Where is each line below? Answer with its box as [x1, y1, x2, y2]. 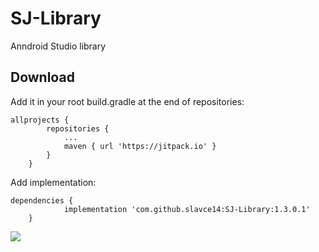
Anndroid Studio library [10, 40, 107, 52]
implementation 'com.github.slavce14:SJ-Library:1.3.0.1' [63, 204, 311, 214]
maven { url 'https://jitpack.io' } [63, 141, 217, 151]
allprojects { [10, 115, 70, 125]
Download [10, 69, 75, 86]
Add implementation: [10, 176, 97, 188]
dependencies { [10, 195, 74, 206]
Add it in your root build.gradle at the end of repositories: [10, 95, 245, 107]
